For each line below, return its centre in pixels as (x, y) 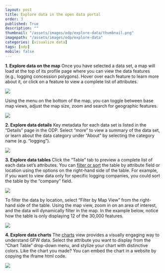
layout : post (19, 10)
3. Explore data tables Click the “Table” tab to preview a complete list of (79, 159)
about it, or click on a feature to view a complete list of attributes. (72, 81)
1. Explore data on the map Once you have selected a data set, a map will (80, 66)
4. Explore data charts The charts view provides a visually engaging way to (82, 235)
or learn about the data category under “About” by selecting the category (80, 136)
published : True (22, 24)
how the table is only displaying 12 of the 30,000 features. (64, 216)
